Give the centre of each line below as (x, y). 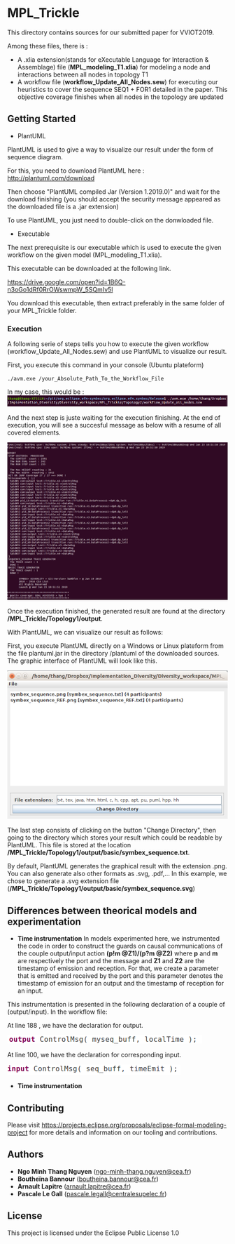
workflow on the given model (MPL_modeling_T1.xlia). (85, 255)
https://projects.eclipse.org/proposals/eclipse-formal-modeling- (134, 1125)
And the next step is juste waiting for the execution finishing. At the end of (114, 418)
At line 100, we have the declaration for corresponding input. (94, 1055)
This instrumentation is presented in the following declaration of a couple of (116, 1005)
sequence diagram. (35, 157)
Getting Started (42, 119)
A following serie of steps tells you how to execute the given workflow (108, 344)
